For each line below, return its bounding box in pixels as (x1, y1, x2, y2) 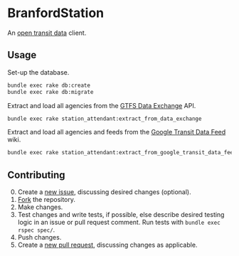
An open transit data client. (7, 28, 87, 37)
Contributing (7, 169, 65, 181)
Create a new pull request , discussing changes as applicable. (17, 240, 198, 250)
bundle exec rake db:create (7, 82, 91, 89)
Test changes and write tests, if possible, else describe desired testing (17, 210, 225, 219)
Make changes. (17, 203, 63, 211)
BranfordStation (7, 5, 105, 21)
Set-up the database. (7, 68, 70, 76)
